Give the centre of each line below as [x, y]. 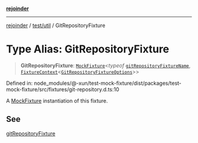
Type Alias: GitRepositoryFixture [88, 49]
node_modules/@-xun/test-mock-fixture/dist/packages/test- [108, 83]
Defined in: [19, 83]
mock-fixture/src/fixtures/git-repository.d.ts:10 [63, 89]
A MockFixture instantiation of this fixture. [57, 101]
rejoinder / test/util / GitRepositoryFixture [56, 25]
